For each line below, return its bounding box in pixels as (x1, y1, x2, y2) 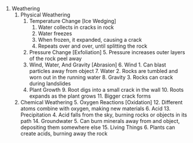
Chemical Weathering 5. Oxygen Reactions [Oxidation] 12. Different (20, 99, 183, 105)
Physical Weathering (20, 11, 70, 18)
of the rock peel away (29, 55, 82, 62)
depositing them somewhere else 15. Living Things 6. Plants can (20, 124, 175, 131)
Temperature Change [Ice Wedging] (29, 18, 116, 24)
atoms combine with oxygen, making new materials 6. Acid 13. (20, 105, 171, 112)
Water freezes (38, 30, 72, 37)
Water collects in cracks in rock (38, 24, 114, 31)
